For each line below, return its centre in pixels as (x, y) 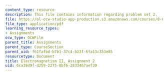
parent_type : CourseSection (34, 47)
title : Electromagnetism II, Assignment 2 (50, 61)
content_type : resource (30, 10)
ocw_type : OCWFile (24, 38)
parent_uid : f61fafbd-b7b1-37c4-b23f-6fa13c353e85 (59, 51)
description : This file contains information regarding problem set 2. (81, 14)
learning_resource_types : (32, 28)
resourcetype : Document (30, 56)
